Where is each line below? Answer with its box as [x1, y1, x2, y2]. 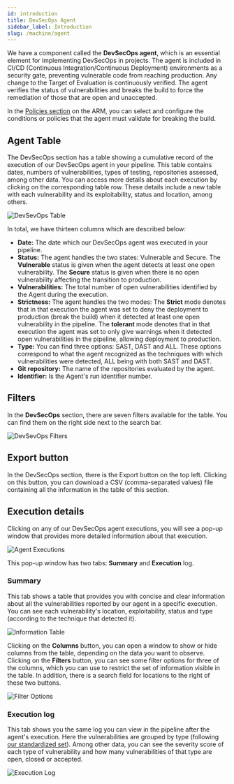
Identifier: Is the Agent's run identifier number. [17, 372, 152, 381]
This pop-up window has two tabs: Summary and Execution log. [7, 558, 194, 567]
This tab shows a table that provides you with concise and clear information [7, 592, 226, 600]
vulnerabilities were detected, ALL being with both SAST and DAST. [17, 357, 212, 365]
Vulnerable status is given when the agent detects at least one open [17, 261, 215, 269]
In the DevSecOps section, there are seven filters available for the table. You [7, 410, 228, 419]
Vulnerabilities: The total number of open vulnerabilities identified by [17, 283, 218, 291]
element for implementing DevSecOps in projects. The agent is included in [7, 57, 221, 65]
